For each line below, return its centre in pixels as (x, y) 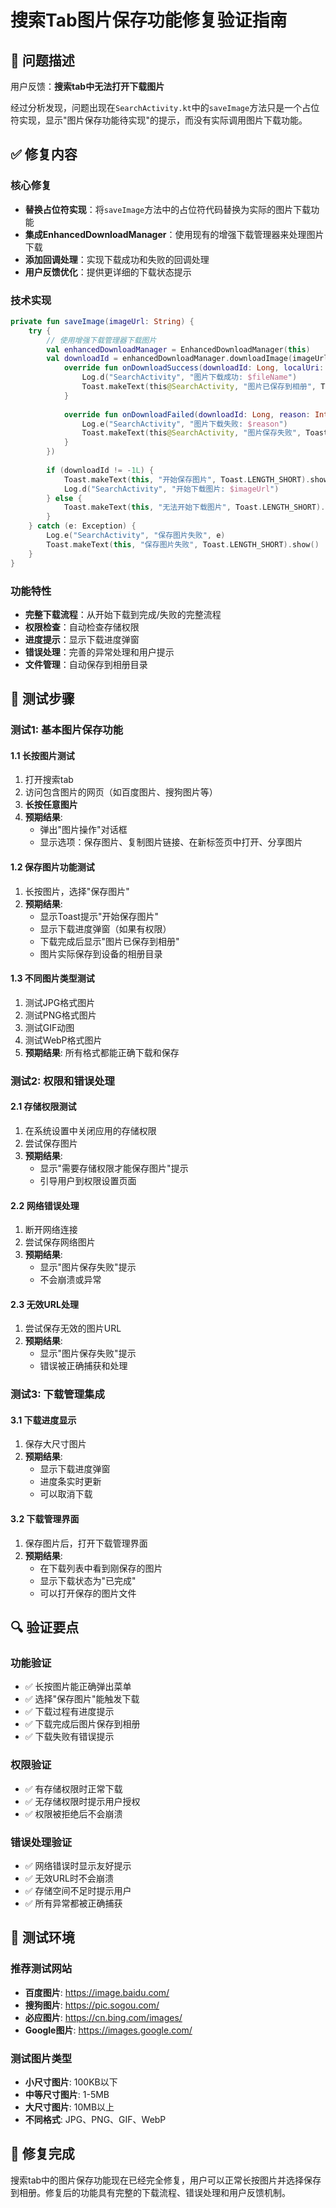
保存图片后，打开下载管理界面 (86, 1543)
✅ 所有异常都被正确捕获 (73, 1903)
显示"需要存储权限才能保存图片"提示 (114, 1168)
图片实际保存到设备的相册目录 (101, 953)
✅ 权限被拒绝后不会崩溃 (73, 1813)
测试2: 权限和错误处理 (62, 1081)
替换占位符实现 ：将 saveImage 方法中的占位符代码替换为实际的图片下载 (168, 209)
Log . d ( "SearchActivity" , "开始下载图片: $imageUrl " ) (171, 489)
